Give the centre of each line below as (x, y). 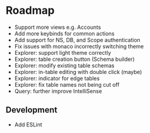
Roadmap (30, 11)
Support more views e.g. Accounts (57, 27)
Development (32, 110)
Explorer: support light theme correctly (63, 52)
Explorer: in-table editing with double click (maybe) (78, 72)
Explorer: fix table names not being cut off (67, 84)
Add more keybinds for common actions (64, 33)
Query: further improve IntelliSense (58, 91)
